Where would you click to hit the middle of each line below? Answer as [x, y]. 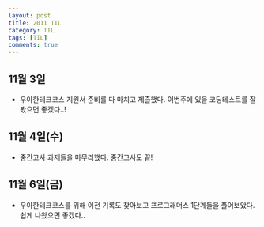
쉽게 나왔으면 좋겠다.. [52, 215]
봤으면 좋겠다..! [43, 109]
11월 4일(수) [36, 136]
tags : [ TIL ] [28, 38]
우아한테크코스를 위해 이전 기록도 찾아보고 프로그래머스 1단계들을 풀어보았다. [137, 205]
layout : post [30, 15]
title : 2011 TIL [35, 23]
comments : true [33, 45]
